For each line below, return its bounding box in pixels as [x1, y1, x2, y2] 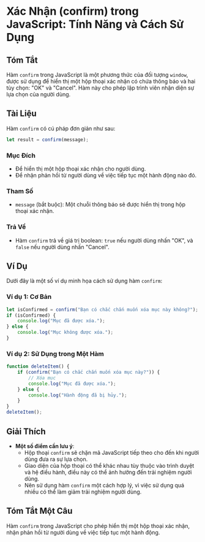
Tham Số [6, 187, 34, 195]
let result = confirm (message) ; [6, 136, 89, 142]
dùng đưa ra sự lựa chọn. [24, 455, 88, 463]
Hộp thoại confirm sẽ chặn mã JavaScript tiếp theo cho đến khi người [24, 449, 199, 456]
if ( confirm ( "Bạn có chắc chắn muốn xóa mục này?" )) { [17, 370, 160, 376]
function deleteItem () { [6, 363, 70, 370]
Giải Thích [6, 426, 46, 436]
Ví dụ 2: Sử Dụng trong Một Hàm [6, 349, 104, 358]
